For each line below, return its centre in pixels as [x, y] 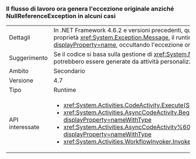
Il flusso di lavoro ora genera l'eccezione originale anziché [90, 9]
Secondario [69, 71]
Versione [21, 80]
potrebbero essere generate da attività [106, 62]
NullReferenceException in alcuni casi [61, 16]
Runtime [65, 90]
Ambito [19, 71]
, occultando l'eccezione [150, 45]
